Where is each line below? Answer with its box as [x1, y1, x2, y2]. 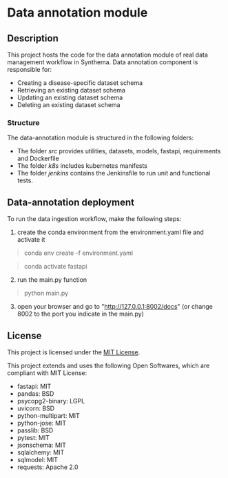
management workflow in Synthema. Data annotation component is [7, 58, 198, 66]
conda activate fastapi [23, 262, 87, 271]
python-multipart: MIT [17, 411, 81, 419]
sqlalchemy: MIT [17, 448, 65, 457]
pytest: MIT [17, 433, 50, 441]
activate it [17, 236, 45, 244]
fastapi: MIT [17, 382, 52, 390]
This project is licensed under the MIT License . [7, 347, 141, 356]
